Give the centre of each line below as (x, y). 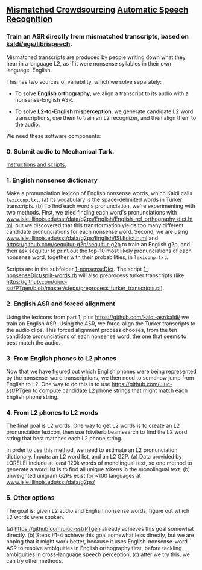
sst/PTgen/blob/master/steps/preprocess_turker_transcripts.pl (84, 288)
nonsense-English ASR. (44, 99)
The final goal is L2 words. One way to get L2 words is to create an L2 (93, 426)
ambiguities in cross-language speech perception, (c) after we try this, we (98, 554)
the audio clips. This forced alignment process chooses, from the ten (92, 330)
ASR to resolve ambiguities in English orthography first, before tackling (94, 548)
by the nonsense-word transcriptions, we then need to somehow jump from (100, 377)
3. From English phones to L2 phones (62, 358)
